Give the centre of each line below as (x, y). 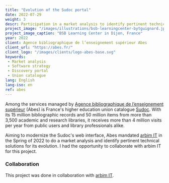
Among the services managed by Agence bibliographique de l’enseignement (84, 104)
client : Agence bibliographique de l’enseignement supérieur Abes (76, 43)
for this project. (21, 151)
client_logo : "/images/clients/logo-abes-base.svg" (60, 52)
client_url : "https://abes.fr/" (39, 47)
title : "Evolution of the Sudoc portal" (48, 10)
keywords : (16, 57)
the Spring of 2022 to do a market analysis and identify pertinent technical (82, 140)
